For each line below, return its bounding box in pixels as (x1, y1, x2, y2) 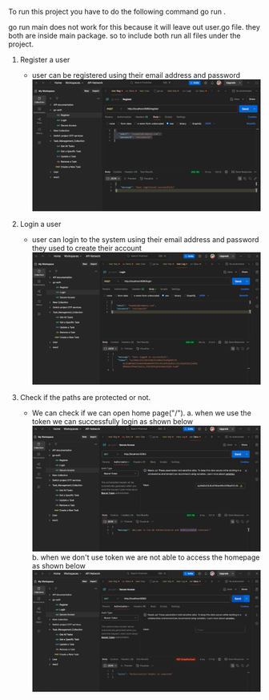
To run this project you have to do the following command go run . (8, 7, 227, 16)
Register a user (19, 55, 70, 64)
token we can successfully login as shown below (31, 416, 194, 426)
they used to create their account (31, 243, 143, 253)
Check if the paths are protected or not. (19, 392, 151, 402)
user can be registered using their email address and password (31, 71, 240, 79)
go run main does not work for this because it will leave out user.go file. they (8, 22, 260, 31)
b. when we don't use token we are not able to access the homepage (31, 552, 260, 562)
